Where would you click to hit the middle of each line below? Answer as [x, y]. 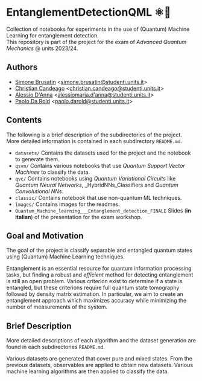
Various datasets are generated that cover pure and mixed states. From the [99, 359]
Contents [24, 120]
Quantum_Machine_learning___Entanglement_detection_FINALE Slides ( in [103, 210]
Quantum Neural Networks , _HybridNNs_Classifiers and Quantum [97, 185]
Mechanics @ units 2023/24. [42, 48]
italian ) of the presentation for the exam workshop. [78, 217]
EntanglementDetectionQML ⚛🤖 [89, 12]
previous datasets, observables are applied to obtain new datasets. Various [100, 365]
